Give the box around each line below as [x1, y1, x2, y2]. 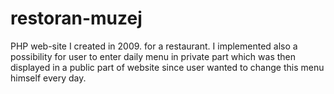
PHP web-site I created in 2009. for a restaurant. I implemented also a [10, 40, 298, 52]
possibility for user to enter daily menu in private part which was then [10, 50, 297, 62]
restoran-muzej [10, 7, 143, 30]
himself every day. [10, 72, 87, 84]
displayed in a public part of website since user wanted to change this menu [10, 61, 325, 73]
